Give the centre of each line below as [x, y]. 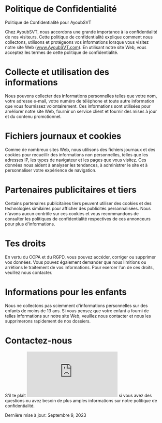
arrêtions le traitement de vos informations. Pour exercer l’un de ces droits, [80, 267]
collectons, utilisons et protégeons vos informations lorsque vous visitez [77, 42]
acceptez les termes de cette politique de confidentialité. [62, 52]
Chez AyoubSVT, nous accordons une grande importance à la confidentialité [81, 32]
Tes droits [25, 243]
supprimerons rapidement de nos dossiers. [48, 321]
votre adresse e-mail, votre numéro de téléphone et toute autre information [80, 101]
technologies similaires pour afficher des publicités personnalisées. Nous [78, 208]
